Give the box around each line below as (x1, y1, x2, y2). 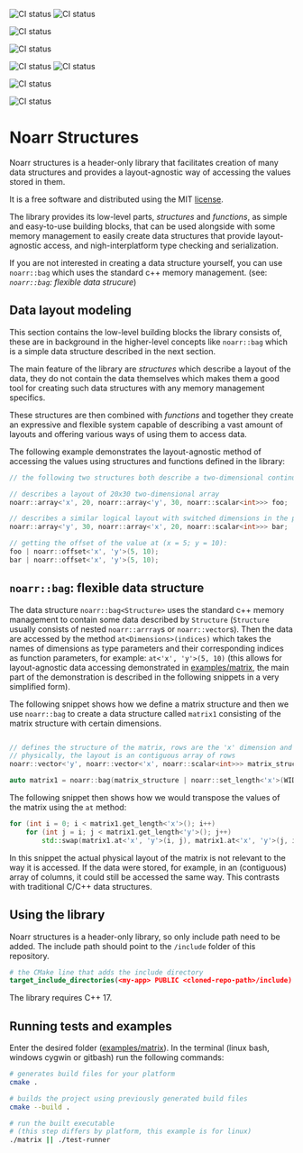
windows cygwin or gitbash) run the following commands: (9, 1052, 225, 1063)
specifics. (9, 392, 46, 403)
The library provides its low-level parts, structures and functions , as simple (9, 211, 288, 222)
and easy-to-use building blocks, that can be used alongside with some (9, 221, 276, 232)
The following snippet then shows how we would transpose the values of (9, 792, 280, 803)
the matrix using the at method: (9, 802, 127, 813)
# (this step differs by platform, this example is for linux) (9, 1127, 252, 1136)
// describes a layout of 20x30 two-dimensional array (9, 490, 220, 499)
